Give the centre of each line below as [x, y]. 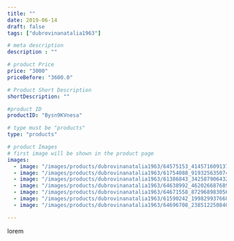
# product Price [31, 65]
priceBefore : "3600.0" [40, 77]
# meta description [36, 46]
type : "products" [32, 135]
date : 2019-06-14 [32, 20]
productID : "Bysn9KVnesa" [45, 115]
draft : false [26, 26]
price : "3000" [28, 71]
